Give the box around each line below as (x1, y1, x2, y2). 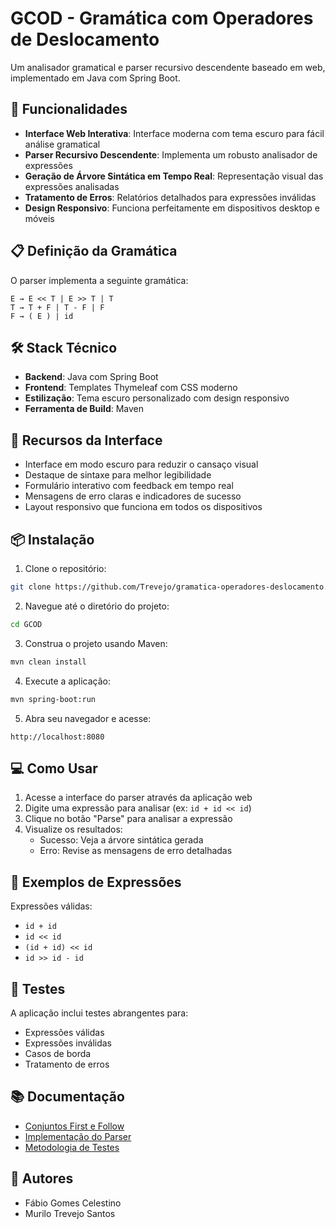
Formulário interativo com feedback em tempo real (24, 480, 234, 492)
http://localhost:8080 (10, 732, 105, 742)
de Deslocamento (10, 28, 160, 51)
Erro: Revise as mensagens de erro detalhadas (39, 845, 233, 857)
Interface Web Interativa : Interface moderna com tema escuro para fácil (24, 127, 325, 139)
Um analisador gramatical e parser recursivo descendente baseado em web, (10, 61, 326, 73)
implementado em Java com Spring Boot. (10, 72, 181, 84)
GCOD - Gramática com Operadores (10, 7, 314, 30)
